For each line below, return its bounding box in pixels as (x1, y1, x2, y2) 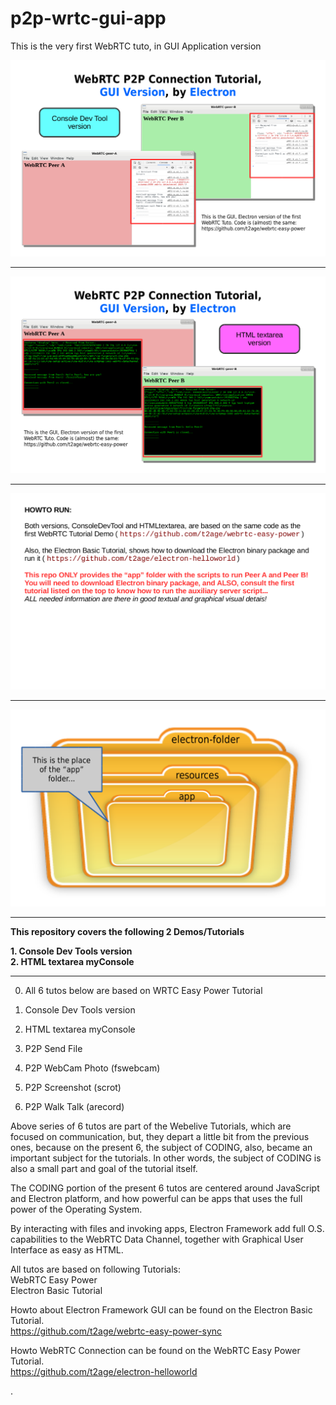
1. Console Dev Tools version (10, 945, 133, 957)
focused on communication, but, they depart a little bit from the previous (10, 1130, 310, 1142)
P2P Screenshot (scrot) (24, 1081, 122, 1093)
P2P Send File (24, 1042, 83, 1054)
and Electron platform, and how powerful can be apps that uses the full (10, 1192, 303, 1204)
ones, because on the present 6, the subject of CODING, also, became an (10, 1141, 313, 1153)
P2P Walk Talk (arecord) (24, 1100, 125, 1112)
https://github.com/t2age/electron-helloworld (10, 1365, 198, 1377)
